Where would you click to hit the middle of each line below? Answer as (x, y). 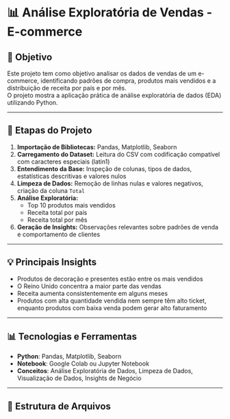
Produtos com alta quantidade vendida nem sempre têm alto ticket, (112, 301)
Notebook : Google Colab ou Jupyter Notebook (83, 364)
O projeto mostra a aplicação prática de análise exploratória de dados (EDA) (114, 95)
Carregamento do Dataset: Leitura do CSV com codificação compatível (118, 154)
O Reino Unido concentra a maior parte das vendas (89, 286)
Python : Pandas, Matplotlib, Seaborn (69, 357)
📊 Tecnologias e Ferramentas (72, 337)
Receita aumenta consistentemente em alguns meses (92, 293)
